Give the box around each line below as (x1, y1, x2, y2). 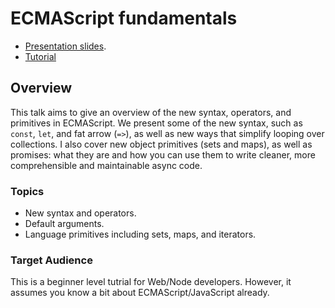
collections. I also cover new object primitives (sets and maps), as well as (10, 138, 313, 150)
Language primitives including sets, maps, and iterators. (24, 228, 257, 241)
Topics (10, 184, 45, 198)
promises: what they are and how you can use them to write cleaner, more (10, 148, 316, 161)
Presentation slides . (24, 40, 107, 52)
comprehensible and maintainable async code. (10, 159, 203, 171)
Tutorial (24, 50, 57, 62)
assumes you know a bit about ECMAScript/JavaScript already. (10, 287, 270, 299)
